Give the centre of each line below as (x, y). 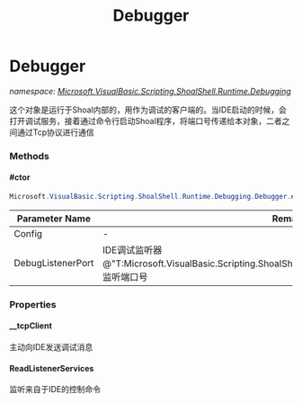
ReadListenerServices (52, 368)
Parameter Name (54, 219)
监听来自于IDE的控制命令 (55, 390)
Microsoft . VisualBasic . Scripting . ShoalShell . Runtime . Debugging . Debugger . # (152, 197)
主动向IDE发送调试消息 (51, 347)
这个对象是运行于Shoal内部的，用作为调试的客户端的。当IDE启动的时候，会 (148, 110)
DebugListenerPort (54, 263)
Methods (29, 156)
